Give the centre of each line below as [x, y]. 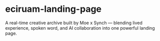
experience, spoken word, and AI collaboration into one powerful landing [80, 28]
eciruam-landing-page [53, 9]
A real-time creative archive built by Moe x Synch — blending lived [74, 23]
